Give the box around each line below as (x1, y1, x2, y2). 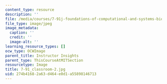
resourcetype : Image (5, 62, 48, 67)
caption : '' (9, 30, 35, 35)
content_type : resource (5, 7, 55, 12)
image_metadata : (5, 26, 39, 31)
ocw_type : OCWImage (5, 48, 46, 53)
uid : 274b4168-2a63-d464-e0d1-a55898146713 (5, 72, 97, 77)
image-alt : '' (9, 40, 39, 44)
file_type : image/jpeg (5, 21, 52, 26)
